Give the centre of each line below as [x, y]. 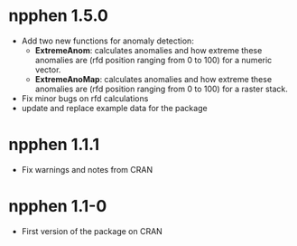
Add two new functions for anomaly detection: [108, 41]
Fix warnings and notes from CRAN [87, 169]
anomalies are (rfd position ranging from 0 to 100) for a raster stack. [161, 89]
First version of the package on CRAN [92, 231]
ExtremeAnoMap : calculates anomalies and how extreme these [153, 79]
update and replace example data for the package [115, 108]
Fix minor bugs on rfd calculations [85, 98]
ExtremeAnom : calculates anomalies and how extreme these [148, 50]
